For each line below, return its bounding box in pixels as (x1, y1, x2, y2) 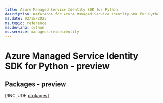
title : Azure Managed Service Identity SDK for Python (5, 7, 118, 12)
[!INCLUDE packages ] (5, 93, 49, 98)
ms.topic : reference (5, 20, 47, 26)
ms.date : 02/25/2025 (5, 16, 47, 21)
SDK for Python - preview (5, 61, 110, 72)
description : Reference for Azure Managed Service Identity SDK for (5, 12, 147, 16)
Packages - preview (5, 80, 66, 88)
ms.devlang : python (5, 25, 45, 30)
